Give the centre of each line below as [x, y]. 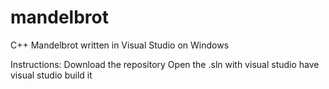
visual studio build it [51, 75]
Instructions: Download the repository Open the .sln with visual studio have [165, 64]
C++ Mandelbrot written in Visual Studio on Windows [120, 45]
